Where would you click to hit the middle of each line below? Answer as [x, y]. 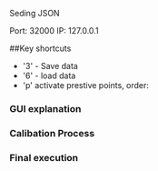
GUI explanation [45, 108]
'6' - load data [49, 75]
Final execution [44, 157]
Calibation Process [52, 133]
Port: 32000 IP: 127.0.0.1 [54, 30]
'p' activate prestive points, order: [86, 85]
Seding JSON [35, 13]
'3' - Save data [50, 66]
